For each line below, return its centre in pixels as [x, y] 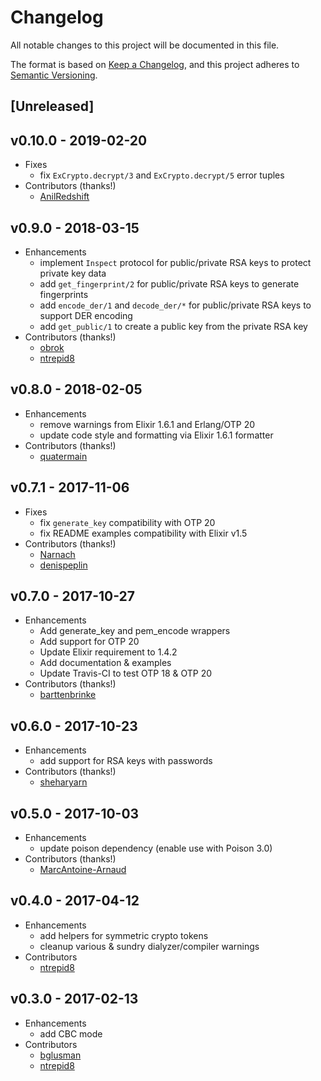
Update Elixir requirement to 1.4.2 [108, 652]
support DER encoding [86, 315]
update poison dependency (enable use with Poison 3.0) [156, 848]
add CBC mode [71, 1033]
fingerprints [64, 294]
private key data [73, 273]
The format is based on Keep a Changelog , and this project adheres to [155, 64]
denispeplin [63, 565]
